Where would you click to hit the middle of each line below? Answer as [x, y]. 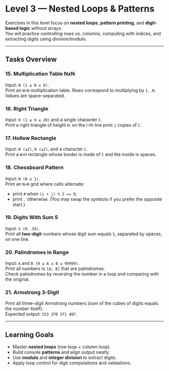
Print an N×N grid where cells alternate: [45, 184]
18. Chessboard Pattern [34, 168]
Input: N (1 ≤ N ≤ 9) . [27, 85]
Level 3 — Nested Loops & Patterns [80, 9]
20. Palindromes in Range [37, 252]
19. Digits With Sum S [32, 218]
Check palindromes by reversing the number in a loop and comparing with [82, 274]
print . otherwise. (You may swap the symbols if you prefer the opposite [87, 199]
